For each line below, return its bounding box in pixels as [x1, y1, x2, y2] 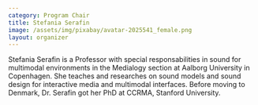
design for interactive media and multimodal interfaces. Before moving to [8, 80, 246, 89]
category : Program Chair [8, 11, 90, 20]
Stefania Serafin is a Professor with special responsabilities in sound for [8, 55, 241, 64]
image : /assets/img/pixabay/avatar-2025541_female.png [8, 26, 193, 34]
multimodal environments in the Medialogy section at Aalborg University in [8, 63, 250, 73]
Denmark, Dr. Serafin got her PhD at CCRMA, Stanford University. [8, 88, 221, 98]
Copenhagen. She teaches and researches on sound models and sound [8, 71, 241, 81]
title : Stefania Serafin [8, 19, 90, 27]
